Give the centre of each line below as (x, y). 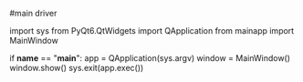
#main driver (33, 13)
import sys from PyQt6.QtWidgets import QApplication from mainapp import (152, 31)
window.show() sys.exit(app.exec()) (77, 68)
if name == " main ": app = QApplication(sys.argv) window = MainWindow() (150, 58)
